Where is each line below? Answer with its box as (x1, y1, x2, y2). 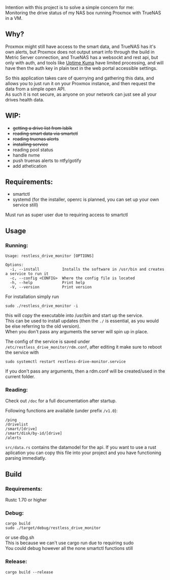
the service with (5, 349, 39, 356)
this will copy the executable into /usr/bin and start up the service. (5, 312, 144, 319)
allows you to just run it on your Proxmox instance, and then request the (5, 80, 156, 86)
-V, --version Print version (10, 285, 92, 290)
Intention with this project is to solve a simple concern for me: (5, 5, 134, 10)
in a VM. (5, 15, 23, 21)
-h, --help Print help (10, 280, 85, 285)
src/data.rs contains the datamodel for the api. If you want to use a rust (5, 444, 156, 451)
